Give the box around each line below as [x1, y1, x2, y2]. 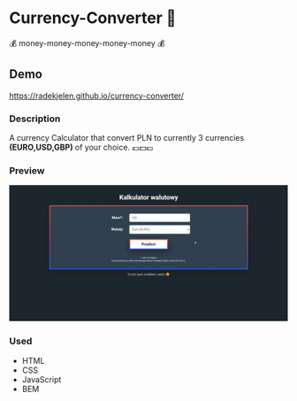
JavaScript [21, 374, 62, 384]
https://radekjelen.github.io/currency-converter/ [9, 90, 184, 101]
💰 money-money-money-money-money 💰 [9, 37, 165, 48]
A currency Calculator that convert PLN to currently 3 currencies [9, 133, 245, 143]
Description [9, 112, 61, 125]
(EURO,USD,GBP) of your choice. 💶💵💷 [9, 142, 154, 153]
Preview [9, 164, 45, 176]
